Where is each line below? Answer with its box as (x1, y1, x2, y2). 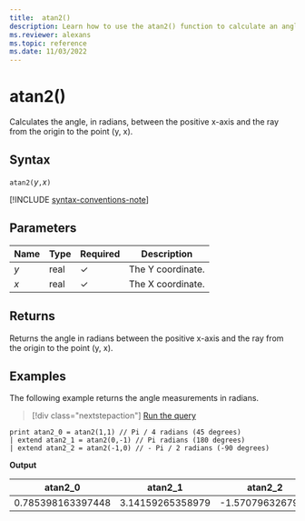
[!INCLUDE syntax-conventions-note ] (9, 194, 150, 205)
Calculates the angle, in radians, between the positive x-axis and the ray (9, 116, 280, 127)
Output (9, 460, 37, 471)
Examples (9, 368, 66, 384)
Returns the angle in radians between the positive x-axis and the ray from (9, 333, 284, 344)
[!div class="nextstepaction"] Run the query (31, 410, 197, 421)
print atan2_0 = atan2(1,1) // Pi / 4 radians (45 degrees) (9, 428, 242, 437)
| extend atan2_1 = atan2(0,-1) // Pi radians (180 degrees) (9, 436, 246, 446)
